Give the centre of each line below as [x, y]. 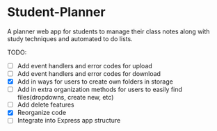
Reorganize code [42, 113]
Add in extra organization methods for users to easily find [100, 90]
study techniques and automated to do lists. [70, 38]
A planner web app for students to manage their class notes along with [108, 31]
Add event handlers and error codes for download [89, 74]
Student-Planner [56, 12]
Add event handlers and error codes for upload [85, 65]
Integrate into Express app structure [69, 121]
